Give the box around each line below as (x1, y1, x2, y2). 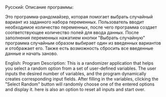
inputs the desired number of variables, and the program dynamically (5, 71, 147, 76)
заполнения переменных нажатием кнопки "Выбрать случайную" (5, 35, 145, 41)
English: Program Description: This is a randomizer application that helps (5, 60, 154, 66)
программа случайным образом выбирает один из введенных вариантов (5, 40, 161, 46)
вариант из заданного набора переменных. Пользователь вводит (5, 19, 145, 25)
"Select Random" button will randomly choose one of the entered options (5, 81, 155, 87)
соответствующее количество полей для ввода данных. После (5, 30, 139, 35)
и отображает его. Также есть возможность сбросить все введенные (5, 46, 154, 51)
